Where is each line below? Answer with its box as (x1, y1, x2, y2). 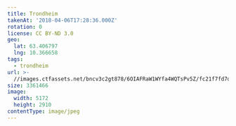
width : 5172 (13, 95, 49, 102)
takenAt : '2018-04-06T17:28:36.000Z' (7, 17, 118, 24)
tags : (7, 56, 23, 63)
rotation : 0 (7, 23, 42, 30)
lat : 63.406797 (13, 43, 58, 50)
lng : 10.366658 (13, 50, 58, 57)
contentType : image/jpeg (7, 108, 80, 115)
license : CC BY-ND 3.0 (7, 29, 74, 37)
